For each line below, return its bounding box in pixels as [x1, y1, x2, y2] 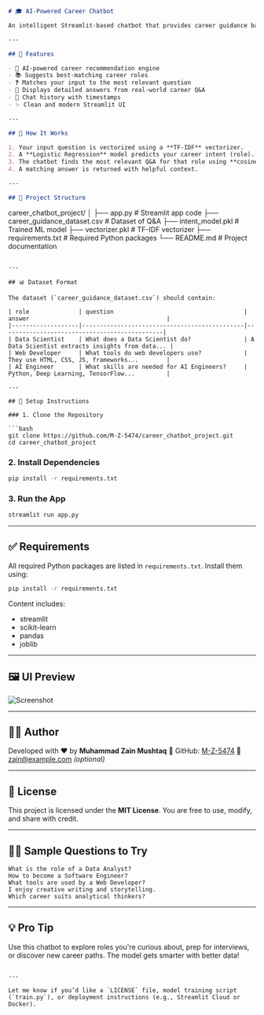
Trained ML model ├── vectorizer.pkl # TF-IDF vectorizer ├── [8, 224, 211, 234]
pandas [19, 630, 45, 640]
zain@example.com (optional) [8, 755, 105, 764]
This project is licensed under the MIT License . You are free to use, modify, [8, 806, 253, 815]
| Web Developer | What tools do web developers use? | [8, 349, 247, 357]
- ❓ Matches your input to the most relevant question [8, 79, 192, 87]
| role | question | [8, 308, 247, 316]
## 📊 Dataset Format [8, 278, 78, 286]
